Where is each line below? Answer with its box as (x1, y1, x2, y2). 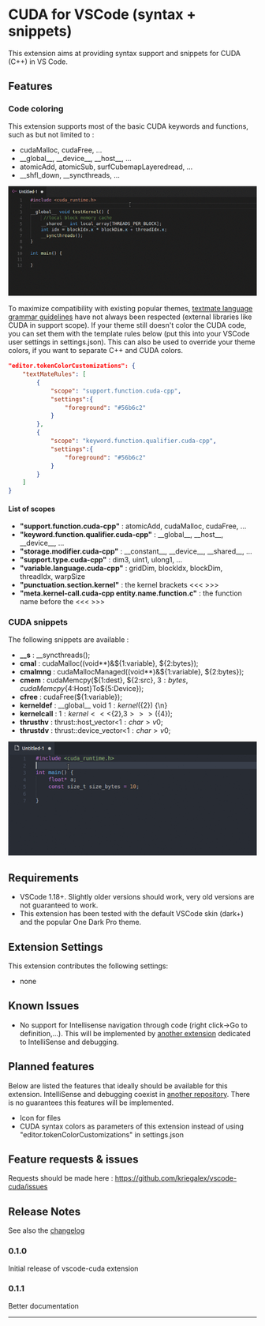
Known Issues (8, 999, 80, 1012)
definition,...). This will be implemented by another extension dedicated (19, 1028, 251, 1038)
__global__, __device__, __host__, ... (19, 153, 132, 163)
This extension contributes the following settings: (8, 961, 168, 971)
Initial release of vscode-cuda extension (8, 1264, 139, 1273)
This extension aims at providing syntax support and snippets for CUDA (8, 48, 241, 58)
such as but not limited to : (8, 130, 95, 139)
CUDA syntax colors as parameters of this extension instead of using (19, 1121, 244, 1131)
